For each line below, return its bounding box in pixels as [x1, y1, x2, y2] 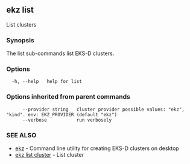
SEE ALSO [6, 131, 37, 139]
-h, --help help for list [11, 79, 83, 85]
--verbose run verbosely [22, 117, 112, 123]
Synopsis [6, 36, 34, 44]
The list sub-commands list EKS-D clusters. [6, 50, 115, 57]
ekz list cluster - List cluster [14, 151, 84, 158]
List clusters [6, 21, 37, 28]
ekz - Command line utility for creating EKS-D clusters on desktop [14, 145, 179, 152]
